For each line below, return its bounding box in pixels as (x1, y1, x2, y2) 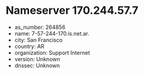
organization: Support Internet (14, 49, 91, 56)
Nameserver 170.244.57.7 (5, 4, 139, 17)
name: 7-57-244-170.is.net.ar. (14, 29, 89, 37)
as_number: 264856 (14, 23, 66, 31)
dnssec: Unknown (14, 61, 60, 69)
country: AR (14, 43, 45, 50)
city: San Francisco (14, 36, 63, 43)
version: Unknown (14, 55, 60, 63)
